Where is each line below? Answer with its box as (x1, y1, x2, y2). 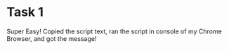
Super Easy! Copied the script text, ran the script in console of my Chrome (6, 27, 222, 35)
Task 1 (6, 4, 44, 20)
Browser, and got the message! (6, 34, 97, 42)
